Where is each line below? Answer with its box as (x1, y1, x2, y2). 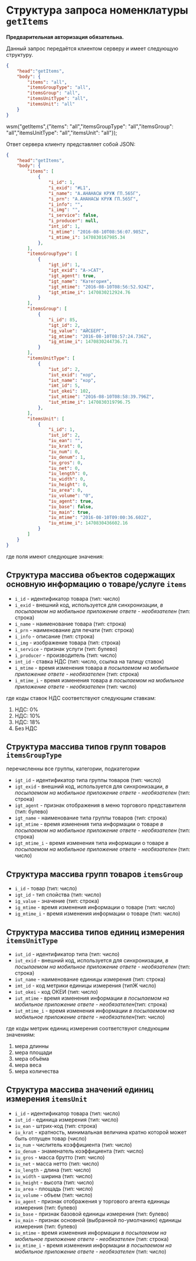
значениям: (6, 1031, 35, 1038)
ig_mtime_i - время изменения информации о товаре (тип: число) (14, 910, 181, 917)
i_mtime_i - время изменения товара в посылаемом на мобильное (14, 676, 184, 683)
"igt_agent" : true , (48, 273, 96, 278)
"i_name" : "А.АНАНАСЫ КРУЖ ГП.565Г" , (48, 190, 142, 196)
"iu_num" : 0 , (48, 449, 81, 455)
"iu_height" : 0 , (48, 482, 89, 488)
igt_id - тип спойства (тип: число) (14, 891, 102, 899)
